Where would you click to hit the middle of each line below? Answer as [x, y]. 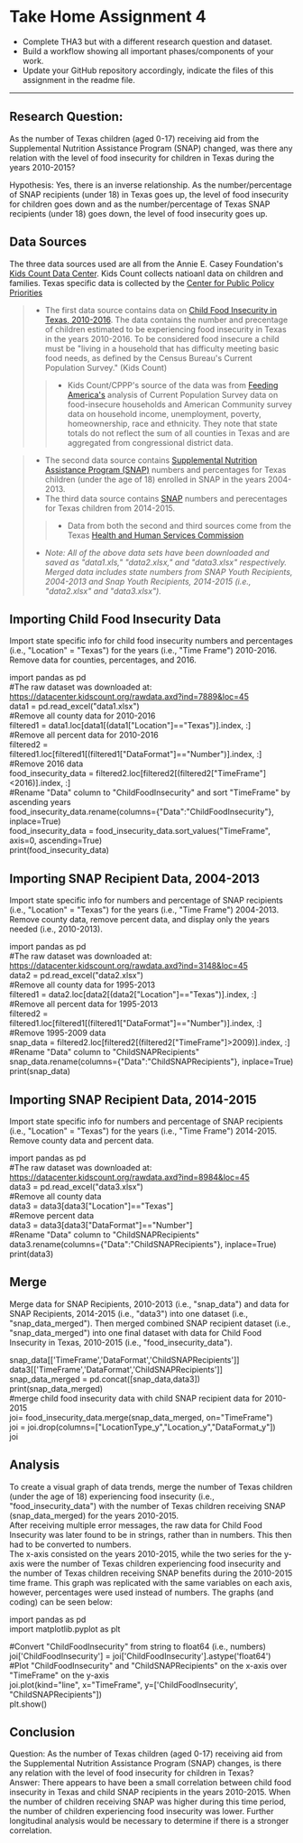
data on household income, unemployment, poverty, [164, 413]
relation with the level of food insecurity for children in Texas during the [142, 157]
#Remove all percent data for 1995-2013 [84, 1005]
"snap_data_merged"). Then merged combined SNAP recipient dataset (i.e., [150, 1323]
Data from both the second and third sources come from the [179, 525]
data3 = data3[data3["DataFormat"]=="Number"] [101, 1225]
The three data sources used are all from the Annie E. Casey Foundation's [147, 264]
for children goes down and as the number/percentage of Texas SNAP [140, 204]
